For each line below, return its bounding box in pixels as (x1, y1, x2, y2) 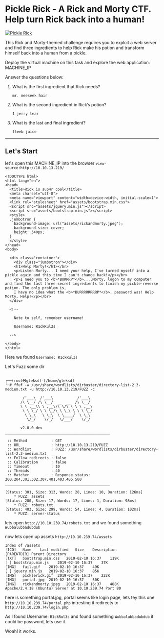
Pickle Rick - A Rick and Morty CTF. (5, 3, 151, 15)
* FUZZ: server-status (14, 511, 60, 516)
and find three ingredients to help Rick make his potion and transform (5, 45, 144, 50)
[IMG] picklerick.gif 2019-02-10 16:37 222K (5, 573, 110, 578)
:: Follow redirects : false (7, 455, 67, 460)
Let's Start (5, 147, 38, 155)
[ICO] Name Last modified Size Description (5, 547, 117, 552)
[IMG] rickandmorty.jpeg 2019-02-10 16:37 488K (5, 582, 119, 587)
